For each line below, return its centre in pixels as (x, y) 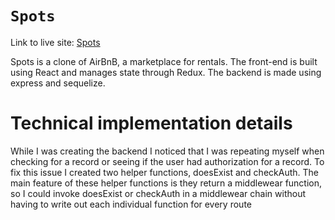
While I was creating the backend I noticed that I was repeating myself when (167, 151)
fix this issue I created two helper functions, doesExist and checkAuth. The (164, 172)
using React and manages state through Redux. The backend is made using (166, 72)
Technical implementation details (151, 123)
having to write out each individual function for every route (131, 204)
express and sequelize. (58, 83)
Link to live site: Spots (55, 42)
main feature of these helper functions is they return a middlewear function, (166, 183)
